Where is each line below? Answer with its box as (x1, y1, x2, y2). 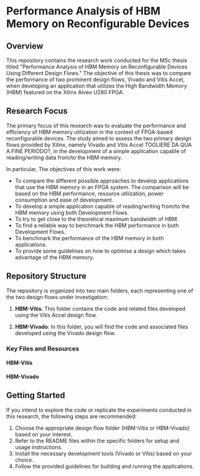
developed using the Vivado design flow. (14, 329, 116, 337)
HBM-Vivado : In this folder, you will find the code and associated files (14, 323, 189, 330)
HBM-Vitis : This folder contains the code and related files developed (14, 305, 186, 312)
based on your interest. (14, 430, 73, 438)
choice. (14, 456, 34, 463)
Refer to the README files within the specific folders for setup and (14, 437, 180, 444)
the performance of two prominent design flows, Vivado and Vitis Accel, (6, 76, 185, 83)
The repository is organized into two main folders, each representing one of (6, 287, 193, 294)
